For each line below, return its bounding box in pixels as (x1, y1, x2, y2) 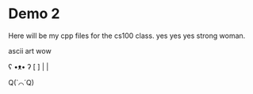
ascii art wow (8, 46, 52, 55)
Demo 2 (8, 5, 60, 23)
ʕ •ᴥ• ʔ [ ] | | (8, 62, 49, 71)
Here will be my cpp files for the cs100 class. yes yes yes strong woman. (8, 31, 246, 40)
